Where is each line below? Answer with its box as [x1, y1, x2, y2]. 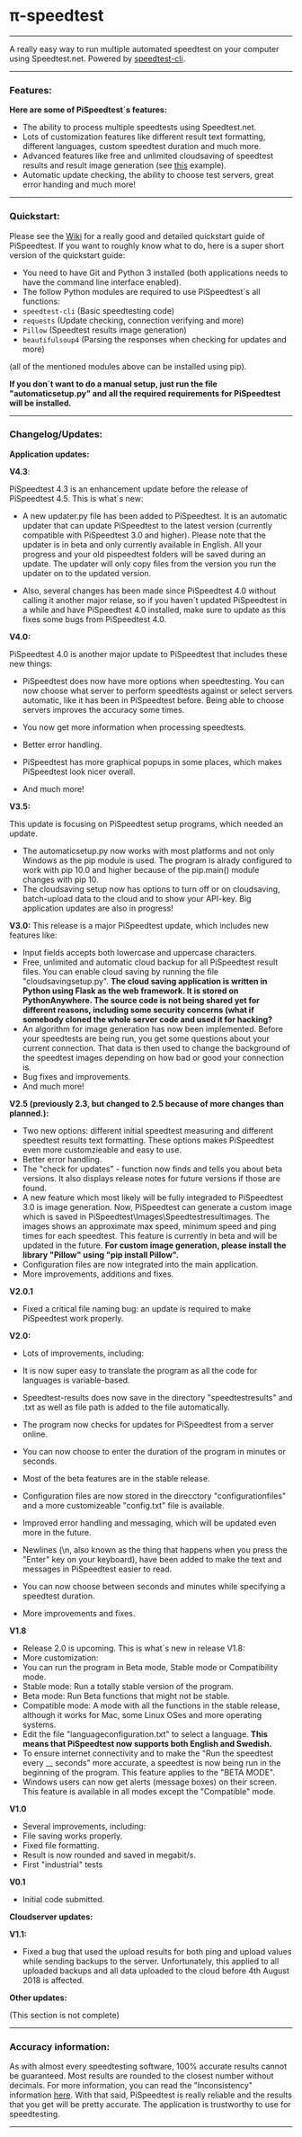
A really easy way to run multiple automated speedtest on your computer [9, 43, 280, 54]
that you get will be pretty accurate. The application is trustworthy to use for [9, 2099, 292, 2110]
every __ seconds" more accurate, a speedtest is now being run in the [22, 1757, 281, 1767]
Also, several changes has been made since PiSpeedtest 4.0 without [22, 585, 277, 596]
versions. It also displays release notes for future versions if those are [22, 1172, 281, 1183]
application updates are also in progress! [22, 903, 173, 913]
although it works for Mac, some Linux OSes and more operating [22, 1709, 262, 1720]
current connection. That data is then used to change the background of [22, 1042, 290, 1053]
